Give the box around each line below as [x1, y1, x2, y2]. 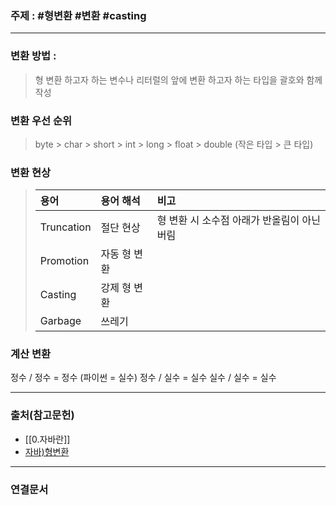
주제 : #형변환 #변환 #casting [10, 8, 147, 22]
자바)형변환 [24, 445, 70, 457]
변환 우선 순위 [10, 113, 73, 127]
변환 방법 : [10, 49, 57, 63]
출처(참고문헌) [10, 408, 75, 422]
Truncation [39, 220, 92, 234]
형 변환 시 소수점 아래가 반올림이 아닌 [156, 213, 321, 227]
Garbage [39, 314, 82, 328]
